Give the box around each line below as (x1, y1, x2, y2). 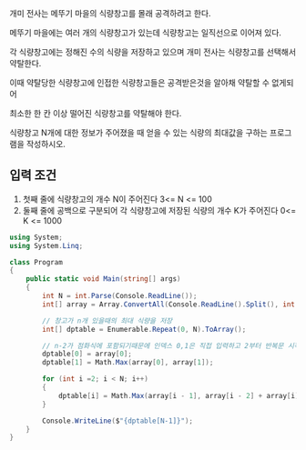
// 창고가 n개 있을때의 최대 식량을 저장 (42, 316, 173, 325)
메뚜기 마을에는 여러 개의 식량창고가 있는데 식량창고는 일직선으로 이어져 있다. (9, 27, 282, 38)
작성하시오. (25, 139, 66, 149)
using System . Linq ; (9, 241, 84, 250)
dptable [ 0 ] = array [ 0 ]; (42, 349, 132, 359)
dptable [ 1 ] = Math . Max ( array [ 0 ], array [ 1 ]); (42, 358, 214, 367)
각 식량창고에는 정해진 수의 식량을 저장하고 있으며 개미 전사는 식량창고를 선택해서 (9, 46, 297, 57)
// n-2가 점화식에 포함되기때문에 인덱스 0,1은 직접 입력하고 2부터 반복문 (42, 341, 284, 350)
